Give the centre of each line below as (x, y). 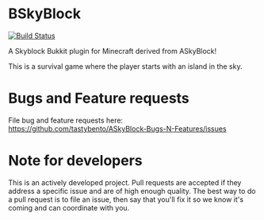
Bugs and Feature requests (99, 99)
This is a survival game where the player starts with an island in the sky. (125, 66)
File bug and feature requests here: (66, 120)
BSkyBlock (45, 14)
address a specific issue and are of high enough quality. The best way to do (132, 191)
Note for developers (75, 161)
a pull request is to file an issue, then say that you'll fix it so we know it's (126, 199)
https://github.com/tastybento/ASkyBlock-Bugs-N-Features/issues (118, 128)
